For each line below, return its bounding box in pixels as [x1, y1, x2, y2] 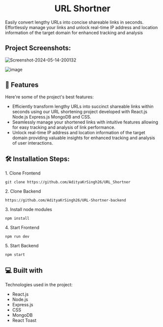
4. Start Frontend [5, 225, 40, 231]
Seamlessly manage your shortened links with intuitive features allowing [12, 119, 159, 125]
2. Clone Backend [5, 188, 41, 194]
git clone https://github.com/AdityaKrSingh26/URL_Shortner [5, 180, 131, 185]
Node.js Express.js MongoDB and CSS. [12, 114, 91, 119]
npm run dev [5, 234, 29, 239]
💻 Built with [5, 266, 43, 274]
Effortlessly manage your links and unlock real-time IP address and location [5, 24, 158, 30]
